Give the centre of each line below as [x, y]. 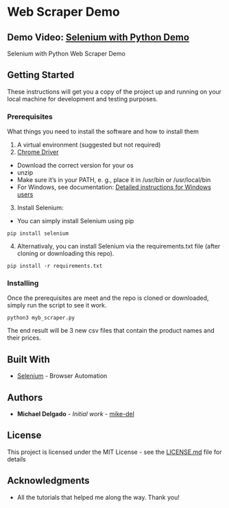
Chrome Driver [38, 152]
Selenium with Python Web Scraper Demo [66, 53]
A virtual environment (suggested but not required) [89, 145]
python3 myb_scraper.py [41, 318]
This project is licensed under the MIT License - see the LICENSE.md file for [114, 452]
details [16, 459]
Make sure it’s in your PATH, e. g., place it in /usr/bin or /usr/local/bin [114, 180]
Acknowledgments [49, 481]
